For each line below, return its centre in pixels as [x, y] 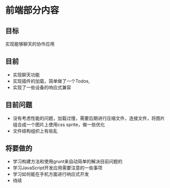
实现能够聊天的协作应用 [30, 44]
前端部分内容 [32, 10]
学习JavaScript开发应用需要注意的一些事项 [58, 168]
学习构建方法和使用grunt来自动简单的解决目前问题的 [67, 162]
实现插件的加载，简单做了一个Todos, [51, 81]
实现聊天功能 [26, 75]
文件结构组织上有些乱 [35, 131]
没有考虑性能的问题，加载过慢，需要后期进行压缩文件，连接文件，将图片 [89, 118]
